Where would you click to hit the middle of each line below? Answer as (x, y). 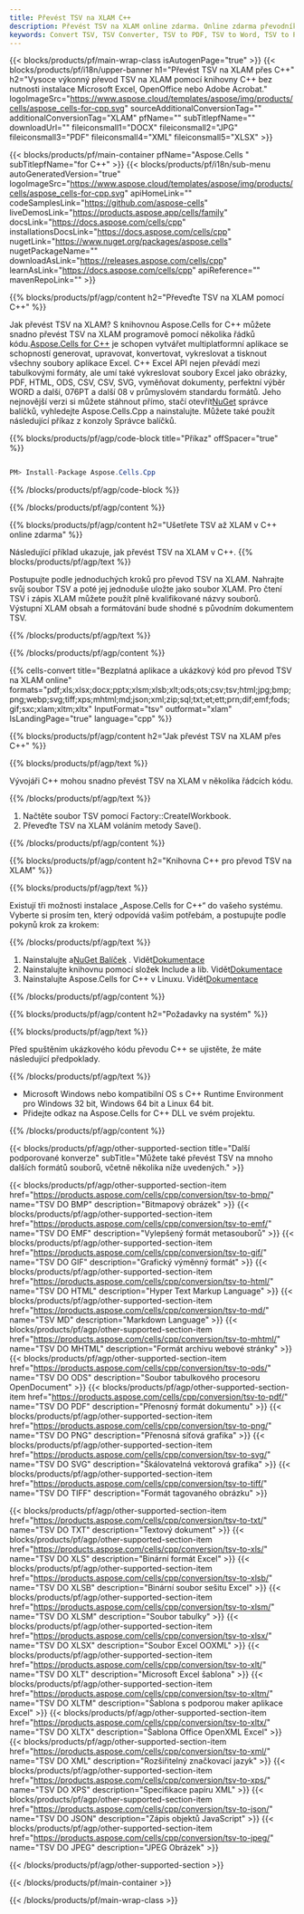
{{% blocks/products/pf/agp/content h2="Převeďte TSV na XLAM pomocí (147, 298)
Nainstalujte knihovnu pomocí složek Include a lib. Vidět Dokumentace (152, 969)
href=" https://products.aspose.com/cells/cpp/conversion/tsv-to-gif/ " (138, 1253)
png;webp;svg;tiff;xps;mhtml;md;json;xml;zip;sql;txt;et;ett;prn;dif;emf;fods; (150, 699)
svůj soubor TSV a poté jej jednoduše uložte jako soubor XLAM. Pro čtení (146, 589)
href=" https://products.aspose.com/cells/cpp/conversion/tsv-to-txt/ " (138, 1520)
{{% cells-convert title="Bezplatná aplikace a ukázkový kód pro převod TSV (151, 670)
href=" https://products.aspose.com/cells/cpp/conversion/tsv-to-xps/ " (140, 1780)
